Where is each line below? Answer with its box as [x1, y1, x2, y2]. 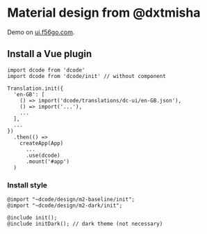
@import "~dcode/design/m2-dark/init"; [7, 202, 123, 210]
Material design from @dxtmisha [7, 5, 201, 21]
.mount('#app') [25, 158, 70, 165]
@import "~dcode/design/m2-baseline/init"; [7, 196, 135, 203]
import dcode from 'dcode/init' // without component [7, 72, 167, 79]
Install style [7, 180, 47, 189]
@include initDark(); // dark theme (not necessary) [7, 221, 163, 228]
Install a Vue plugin [7, 48, 92, 60]
